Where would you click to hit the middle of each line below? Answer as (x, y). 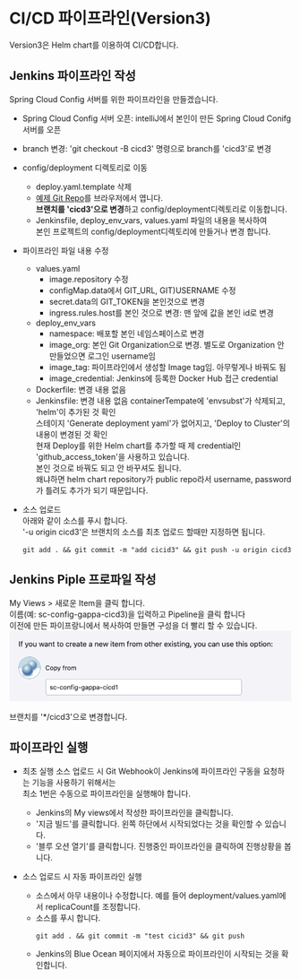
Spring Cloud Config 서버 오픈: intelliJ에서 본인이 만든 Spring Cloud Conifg (157, 118)
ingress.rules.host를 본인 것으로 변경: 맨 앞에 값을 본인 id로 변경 (162, 312)
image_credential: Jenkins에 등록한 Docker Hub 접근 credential (163, 378)
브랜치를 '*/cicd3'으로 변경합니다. (69, 716)
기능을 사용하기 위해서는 (74, 782)
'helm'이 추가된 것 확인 (76, 412)
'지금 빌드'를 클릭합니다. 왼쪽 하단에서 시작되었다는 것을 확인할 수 (149, 823)
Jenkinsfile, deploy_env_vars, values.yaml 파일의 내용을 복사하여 (151, 220)
